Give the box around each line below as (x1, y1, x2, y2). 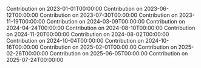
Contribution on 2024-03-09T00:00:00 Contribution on (46, 18, 185, 25)
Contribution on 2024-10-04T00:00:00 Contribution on (6, 37, 145, 44)
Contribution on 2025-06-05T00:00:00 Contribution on (49, 50, 188, 57)
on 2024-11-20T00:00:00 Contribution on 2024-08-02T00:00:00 (6, 31, 169, 38)
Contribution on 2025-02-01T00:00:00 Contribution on (39, 43, 177, 51)
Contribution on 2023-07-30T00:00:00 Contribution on (39, 11, 178, 19)
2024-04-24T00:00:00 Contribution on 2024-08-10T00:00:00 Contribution (6, 24, 196, 31)
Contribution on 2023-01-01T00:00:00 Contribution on (6, 5, 143, 12)
